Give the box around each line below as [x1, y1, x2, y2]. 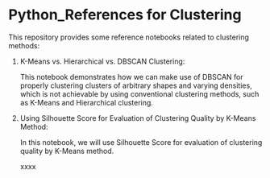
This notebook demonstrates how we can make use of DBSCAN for [19, 72, 243, 81]
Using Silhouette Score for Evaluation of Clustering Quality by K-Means [19, 113, 256, 122]
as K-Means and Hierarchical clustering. [19, 97, 153, 107]
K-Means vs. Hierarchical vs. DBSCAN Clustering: [19, 56, 185, 66]
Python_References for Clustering [8, 6, 242, 24]
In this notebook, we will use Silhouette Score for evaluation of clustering [19, 137, 263, 147]
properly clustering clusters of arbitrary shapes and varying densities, [19, 81, 252, 90]
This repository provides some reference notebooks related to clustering [8, 32, 250, 42]
